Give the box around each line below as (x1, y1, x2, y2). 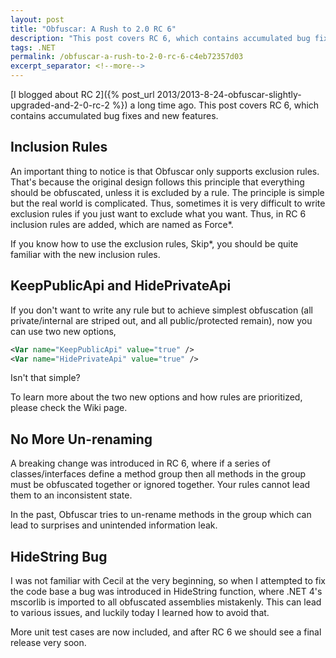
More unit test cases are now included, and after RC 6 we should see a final (10, 626, 322, 638)
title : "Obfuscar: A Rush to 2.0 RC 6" (10, 24, 177, 34)
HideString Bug (10, 548, 108, 565)
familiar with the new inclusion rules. (10, 248, 161, 260)
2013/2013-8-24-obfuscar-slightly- (156, 89, 302, 100)
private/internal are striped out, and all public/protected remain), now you (10, 314, 313, 326)
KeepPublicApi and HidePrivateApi (10, 277, 232, 295)
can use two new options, (10, 325, 117, 337)
